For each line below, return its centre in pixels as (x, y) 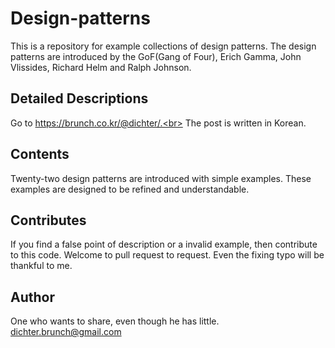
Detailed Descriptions (79, 98)
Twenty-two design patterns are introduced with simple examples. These (161, 178)
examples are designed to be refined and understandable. (130, 189)
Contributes (48, 220)
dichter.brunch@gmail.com (66, 332)
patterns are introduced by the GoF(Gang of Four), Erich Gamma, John (156, 56)
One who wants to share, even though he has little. (115, 321)
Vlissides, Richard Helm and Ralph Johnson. (101, 67)
